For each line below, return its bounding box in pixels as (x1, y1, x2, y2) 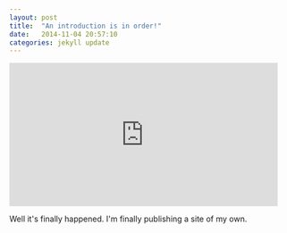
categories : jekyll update (9, 37, 110, 47)
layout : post (9, 12, 58, 22)
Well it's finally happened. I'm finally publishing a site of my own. (9, 213, 248, 224)
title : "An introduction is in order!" (9, 21, 163, 30)
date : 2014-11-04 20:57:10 (9, 29, 118, 38)
